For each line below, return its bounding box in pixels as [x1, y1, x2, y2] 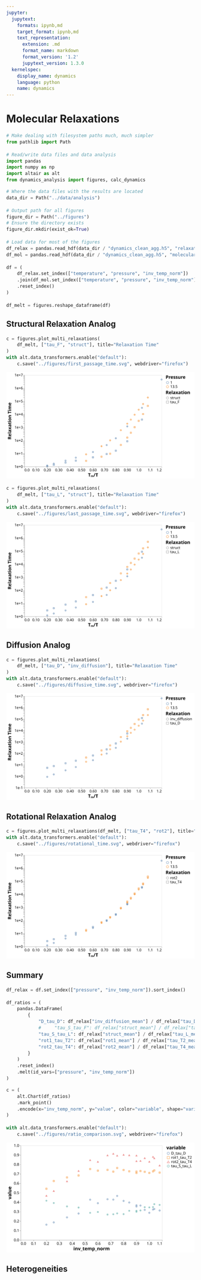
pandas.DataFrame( [17, 1006, 63, 1012]
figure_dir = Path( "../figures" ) [6, 213, 90, 220]
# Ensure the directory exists [6, 220, 84, 226]
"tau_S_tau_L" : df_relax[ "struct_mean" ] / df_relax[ [38, 1031, 172, 1037]
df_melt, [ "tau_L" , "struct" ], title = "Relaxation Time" [17, 492, 160, 498]
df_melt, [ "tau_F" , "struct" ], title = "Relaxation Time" [17, 342, 160, 348]
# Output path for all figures [6, 207, 84, 213]
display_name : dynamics [17, 73, 77, 79]
